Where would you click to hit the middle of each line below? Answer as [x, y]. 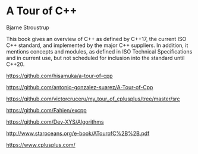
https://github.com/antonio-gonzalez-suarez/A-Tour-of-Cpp [80, 87]
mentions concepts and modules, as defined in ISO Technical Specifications [99, 51]
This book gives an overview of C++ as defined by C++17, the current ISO [96, 39]
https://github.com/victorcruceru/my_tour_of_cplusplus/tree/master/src [93, 99]
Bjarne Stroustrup [28, 27]
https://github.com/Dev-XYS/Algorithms [55, 122]
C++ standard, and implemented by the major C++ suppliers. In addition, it [97, 45]
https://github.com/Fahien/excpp [47, 110]
